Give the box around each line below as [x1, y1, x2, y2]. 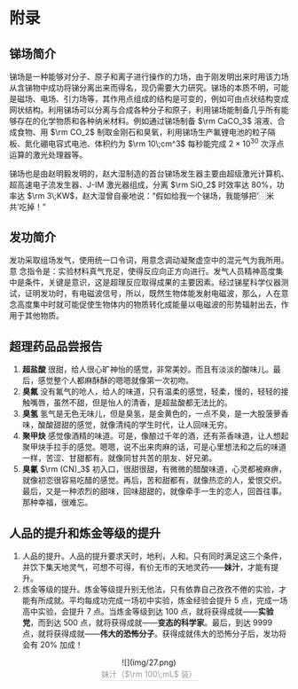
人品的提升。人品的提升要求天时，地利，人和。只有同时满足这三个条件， [21, 551, 286, 561]
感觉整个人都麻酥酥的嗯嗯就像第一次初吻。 [37, 375, 193, 386]
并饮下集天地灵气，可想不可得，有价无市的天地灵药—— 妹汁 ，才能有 [21, 562, 271, 573]
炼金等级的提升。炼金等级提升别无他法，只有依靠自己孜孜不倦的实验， [21, 584, 279, 595]
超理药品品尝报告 [9, 339, 103, 354]
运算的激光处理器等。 [9, 149, 87, 160]
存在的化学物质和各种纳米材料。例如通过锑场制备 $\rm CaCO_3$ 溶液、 [16, 116, 278, 126]
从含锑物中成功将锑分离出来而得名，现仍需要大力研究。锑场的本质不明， [9, 82, 273, 93]
